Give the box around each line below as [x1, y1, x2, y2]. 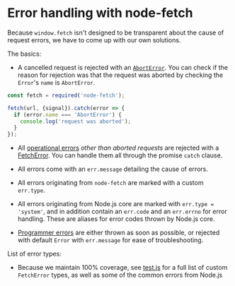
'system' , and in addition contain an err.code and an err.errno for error [17, 207, 228, 216]
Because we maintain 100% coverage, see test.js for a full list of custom [17, 263, 228, 272]
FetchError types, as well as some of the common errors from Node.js [17, 270, 223, 280]
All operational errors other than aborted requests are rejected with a [17, 143, 219, 153]
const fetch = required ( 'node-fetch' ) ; [7, 92, 125, 99]
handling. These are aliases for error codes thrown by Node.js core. [17, 215, 215, 223]
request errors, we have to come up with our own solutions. [7, 35, 181, 44]
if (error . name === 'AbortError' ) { [13, 111, 122, 118]
